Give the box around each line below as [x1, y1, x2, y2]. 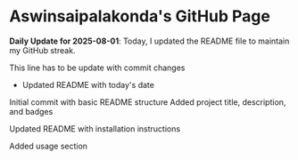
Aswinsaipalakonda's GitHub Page [9, 6, 270, 27]
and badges [9, 106, 54, 116]
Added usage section [9, 140, 87, 151]
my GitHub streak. [9, 44, 76, 55]
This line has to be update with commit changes [9, 62, 186, 73]
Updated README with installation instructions [9, 123, 181, 134]
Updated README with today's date [21, 79, 154, 90]
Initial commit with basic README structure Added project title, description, [9, 96, 286, 108]
